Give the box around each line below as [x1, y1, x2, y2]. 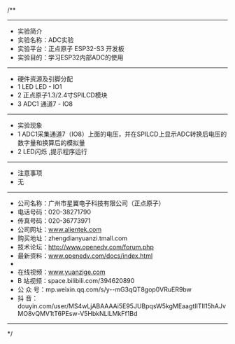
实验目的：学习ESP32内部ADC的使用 [17, 53, 124, 62]
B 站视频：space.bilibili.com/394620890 [17, 277, 135, 284]
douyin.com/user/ [17, 302, 69, 310]
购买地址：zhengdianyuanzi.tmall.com [17, 234, 128, 242]
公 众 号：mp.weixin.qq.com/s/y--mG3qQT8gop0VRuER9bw [17, 285, 192, 294]
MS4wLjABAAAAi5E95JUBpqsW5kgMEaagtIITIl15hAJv [68, 302, 226, 310]
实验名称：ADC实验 [17, 36, 74, 44]
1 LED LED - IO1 [17, 83, 62, 90]
